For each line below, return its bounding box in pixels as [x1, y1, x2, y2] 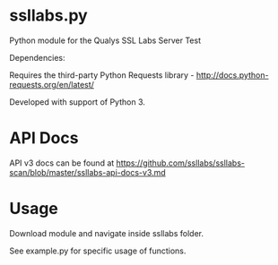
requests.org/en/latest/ [9, 79, 94, 90]
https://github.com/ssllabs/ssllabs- [116, 158, 245, 168]
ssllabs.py [9, 5, 88, 26]
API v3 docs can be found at [9, 158, 115, 168]
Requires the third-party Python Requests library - [9, 69, 195, 81]
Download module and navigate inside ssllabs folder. [9, 227, 204, 238]
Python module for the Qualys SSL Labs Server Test [9, 35, 202, 46]
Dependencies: [9, 52, 65, 63]
